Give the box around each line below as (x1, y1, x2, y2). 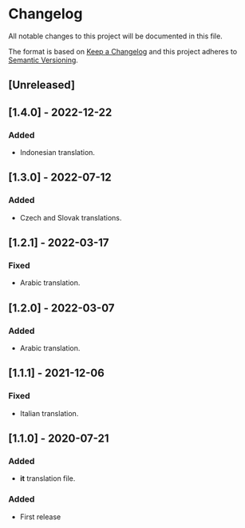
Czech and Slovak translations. (19, 212, 122, 222)
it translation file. (19, 474, 76, 483)
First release (19, 512, 61, 522)
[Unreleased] (8, 78, 76, 92)
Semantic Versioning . (8, 55, 78, 65)
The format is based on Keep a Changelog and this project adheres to (8, 46, 238, 56)
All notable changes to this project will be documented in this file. (8, 31, 223, 41)
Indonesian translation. (19, 148, 96, 157)
